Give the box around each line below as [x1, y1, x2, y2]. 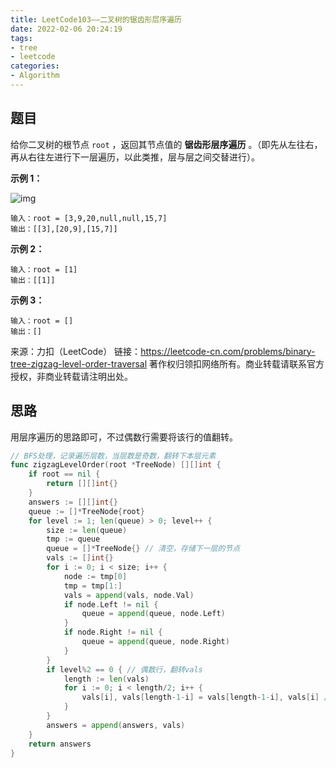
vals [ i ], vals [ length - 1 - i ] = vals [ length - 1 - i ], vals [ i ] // [81, 692, 333, 703]
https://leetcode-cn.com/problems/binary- [140, 345, 316, 357]
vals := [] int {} [46, 553, 114, 563]
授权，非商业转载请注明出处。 [10, 370, 133, 382]
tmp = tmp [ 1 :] [63, 581, 123, 591]
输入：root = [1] [10, 264, 78, 275]
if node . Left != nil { [63, 599, 159, 610]
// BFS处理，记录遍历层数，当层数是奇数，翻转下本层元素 [10, 451, 217, 461]
